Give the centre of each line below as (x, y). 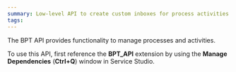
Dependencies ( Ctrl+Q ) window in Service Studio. (81, 61)
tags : (15, 20)
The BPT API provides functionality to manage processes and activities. (111, 40)
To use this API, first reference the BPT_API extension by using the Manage (117, 54)
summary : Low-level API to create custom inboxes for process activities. (120, 14)
